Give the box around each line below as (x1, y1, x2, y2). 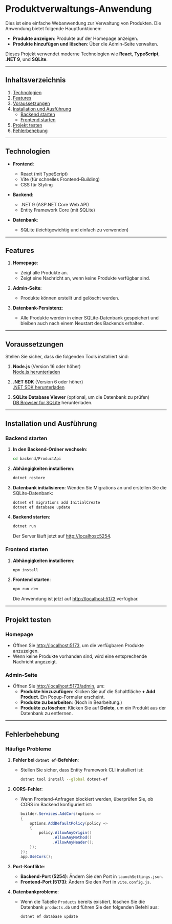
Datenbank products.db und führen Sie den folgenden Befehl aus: (20, 904, 159, 910)
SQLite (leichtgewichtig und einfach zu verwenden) (20, 226, 129, 233)
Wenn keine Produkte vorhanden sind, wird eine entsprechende (12, 653, 147, 659)
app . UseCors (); (20, 854, 53, 859)
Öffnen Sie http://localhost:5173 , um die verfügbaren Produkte (12, 642, 144, 648)
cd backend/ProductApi (12, 456, 61, 461)
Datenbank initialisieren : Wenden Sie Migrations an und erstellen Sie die (12, 484, 167, 490)
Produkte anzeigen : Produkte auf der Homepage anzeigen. (12, 35, 139, 41)
